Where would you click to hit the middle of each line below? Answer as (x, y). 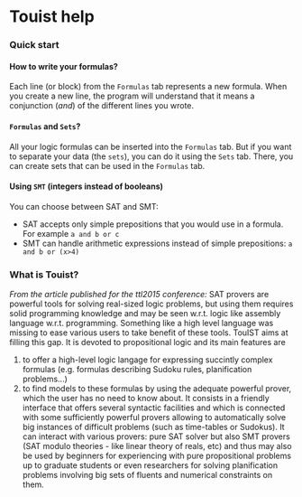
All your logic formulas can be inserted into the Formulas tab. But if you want (151, 146)
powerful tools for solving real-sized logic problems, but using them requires (151, 304)
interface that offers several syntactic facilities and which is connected (154, 408)
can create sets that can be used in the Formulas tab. (107, 165)
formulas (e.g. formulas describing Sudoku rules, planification (137, 370)
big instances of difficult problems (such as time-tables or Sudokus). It (154, 427)
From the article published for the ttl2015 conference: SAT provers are (139, 295)
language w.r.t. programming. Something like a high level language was (142, 324)
